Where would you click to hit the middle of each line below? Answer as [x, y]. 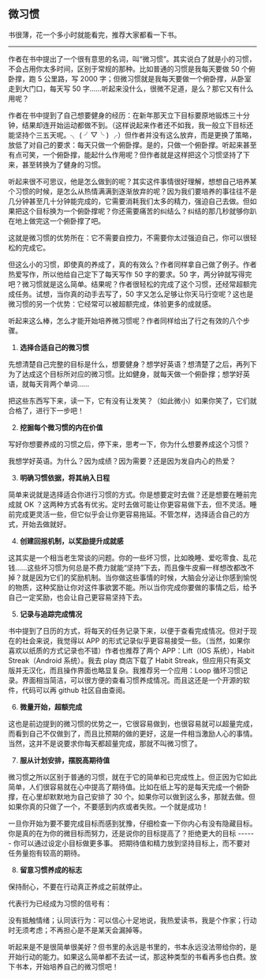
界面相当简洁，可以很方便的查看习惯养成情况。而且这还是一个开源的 [132, 680]
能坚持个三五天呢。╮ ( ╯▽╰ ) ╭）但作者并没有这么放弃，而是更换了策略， [132, 135]
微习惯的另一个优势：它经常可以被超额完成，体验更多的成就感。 [112, 303]
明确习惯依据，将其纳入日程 [65, 477]
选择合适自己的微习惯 [54, 347]
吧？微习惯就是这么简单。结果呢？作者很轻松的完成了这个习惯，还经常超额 [129, 284]
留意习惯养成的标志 [51, 870]
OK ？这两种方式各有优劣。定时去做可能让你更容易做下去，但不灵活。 [136, 504]
